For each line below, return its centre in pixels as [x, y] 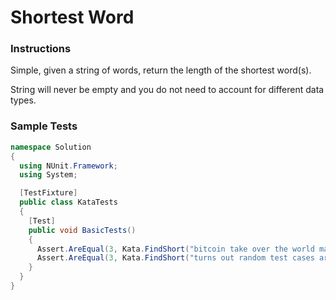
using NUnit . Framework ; [68, 166]
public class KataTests [68, 202]
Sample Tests [44, 126]
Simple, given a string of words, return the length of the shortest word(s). [161, 70]
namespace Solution [51, 147]
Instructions [41, 49]
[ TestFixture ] [48, 193]
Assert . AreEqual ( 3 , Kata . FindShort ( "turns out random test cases [175, 258]
